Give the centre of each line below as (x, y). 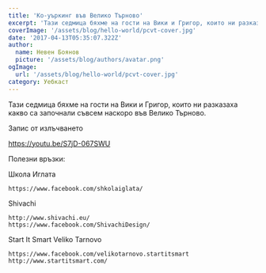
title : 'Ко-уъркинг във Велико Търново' (76, 15)
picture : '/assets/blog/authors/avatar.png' (90, 60)
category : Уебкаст (38, 82)
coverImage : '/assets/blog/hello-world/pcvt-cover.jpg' (102, 30)
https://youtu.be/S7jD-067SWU (59, 143)
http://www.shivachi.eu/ (49, 218)
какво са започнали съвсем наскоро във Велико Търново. (107, 112)
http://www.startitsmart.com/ (58, 261)
